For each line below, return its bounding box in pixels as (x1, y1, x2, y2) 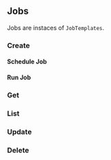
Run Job (7, 73, 31, 81)
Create (7, 40, 31, 50)
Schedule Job (7, 57, 48, 66)
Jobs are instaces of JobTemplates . (7, 23, 104, 31)
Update (7, 126, 32, 136)
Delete (7, 145, 29, 155)
